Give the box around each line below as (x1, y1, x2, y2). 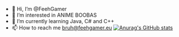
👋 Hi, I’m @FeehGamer (11, 6, 67, 12)
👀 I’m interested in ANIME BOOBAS (11, 12, 97, 18)
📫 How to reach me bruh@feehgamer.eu (11, 24, 112, 31)
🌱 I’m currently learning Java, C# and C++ (11, 18, 115, 24)
